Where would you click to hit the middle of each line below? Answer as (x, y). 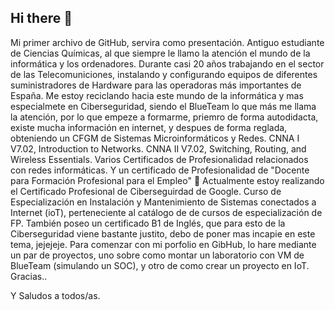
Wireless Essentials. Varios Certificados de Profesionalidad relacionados (159, 159)
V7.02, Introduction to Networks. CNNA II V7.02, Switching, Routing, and (158, 148)
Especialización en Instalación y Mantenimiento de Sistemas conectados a (163, 202)
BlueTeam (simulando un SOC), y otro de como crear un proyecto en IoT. (160, 265)
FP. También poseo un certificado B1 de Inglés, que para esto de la (148, 223)
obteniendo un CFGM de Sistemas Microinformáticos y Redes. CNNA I (155, 138)
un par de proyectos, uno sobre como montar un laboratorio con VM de (157, 255)
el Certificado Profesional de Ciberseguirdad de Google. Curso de (146, 191)
